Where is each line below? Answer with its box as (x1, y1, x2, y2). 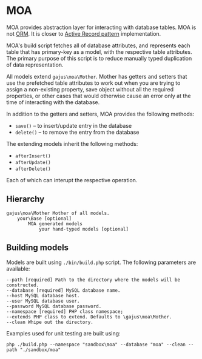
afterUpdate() (15, 159, 51, 165)
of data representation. (6, 61, 64, 68)
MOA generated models (28, 220, 83, 227)
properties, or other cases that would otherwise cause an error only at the (6, 92, 191, 99)
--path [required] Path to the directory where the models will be (6, 277, 181, 283)
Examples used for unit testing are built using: (6, 329, 121, 337)
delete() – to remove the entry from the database (15, 128, 140, 136)
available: (6, 265, 30, 272)
